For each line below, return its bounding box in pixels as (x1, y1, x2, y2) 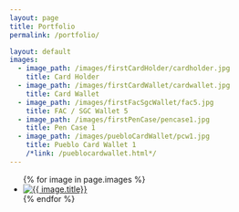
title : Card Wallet (26, 89, 100, 99)
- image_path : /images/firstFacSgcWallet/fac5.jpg (17, 98, 214, 107)
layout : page (9, 13, 59, 23)
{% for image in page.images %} (22, 174, 146, 185)
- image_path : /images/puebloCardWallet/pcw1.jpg (17, 132, 210, 142)
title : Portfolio (9, 22, 76, 31)
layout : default (9, 47, 71, 56)
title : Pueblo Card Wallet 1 (26, 141, 137, 150)
